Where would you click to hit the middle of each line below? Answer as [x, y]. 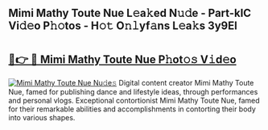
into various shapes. [42, 117]
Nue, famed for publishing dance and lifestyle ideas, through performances [133, 92]
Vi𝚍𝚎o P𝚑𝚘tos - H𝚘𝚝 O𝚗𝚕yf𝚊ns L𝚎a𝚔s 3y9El [123, 26]
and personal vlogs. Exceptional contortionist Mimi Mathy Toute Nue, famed [134, 101]
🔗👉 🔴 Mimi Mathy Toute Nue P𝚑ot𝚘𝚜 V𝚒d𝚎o [122, 59]
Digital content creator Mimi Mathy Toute [186, 83]
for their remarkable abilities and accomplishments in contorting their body [132, 109]
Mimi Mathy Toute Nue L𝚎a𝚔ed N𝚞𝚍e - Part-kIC [130, 13]
